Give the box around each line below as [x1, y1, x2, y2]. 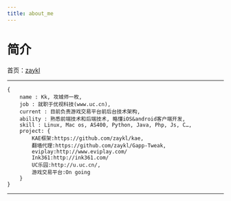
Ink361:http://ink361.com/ [32, 154, 109, 161]
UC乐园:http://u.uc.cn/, [32, 161, 101, 169]
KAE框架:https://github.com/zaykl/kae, [32, 135, 144, 142]
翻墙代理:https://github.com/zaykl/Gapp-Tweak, [32, 142, 166, 149]
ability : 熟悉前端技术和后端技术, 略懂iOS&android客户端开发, [19, 115, 186, 123]
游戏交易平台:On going [32, 169, 91, 176]
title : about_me [7, 10, 54, 17]
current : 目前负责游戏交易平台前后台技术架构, [19, 108, 141, 115]
